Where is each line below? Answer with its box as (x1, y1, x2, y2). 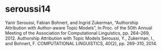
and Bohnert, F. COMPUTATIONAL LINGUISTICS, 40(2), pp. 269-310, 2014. (5, 40, 158, 46)
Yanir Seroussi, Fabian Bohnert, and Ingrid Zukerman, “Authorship (5, 20, 139, 25)
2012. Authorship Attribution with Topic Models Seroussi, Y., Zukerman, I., (5, 35, 155, 41)
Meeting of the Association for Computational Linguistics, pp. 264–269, (5, 30, 150, 36)
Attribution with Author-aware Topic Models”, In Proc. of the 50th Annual (5, 25, 153, 30)
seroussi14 (5, 3, 51, 15)
